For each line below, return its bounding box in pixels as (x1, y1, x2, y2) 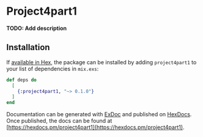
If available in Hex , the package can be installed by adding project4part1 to (6, 58, 197, 65)
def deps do (6, 76, 37, 83)
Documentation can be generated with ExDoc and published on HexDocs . (6, 111, 192, 118)
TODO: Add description (6, 24, 67, 32)
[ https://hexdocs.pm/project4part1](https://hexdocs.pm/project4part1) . (6, 124, 185, 131)
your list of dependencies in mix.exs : (6, 65, 99, 72)
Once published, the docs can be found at (6, 117, 113, 125)
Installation (6, 42, 50, 53)
